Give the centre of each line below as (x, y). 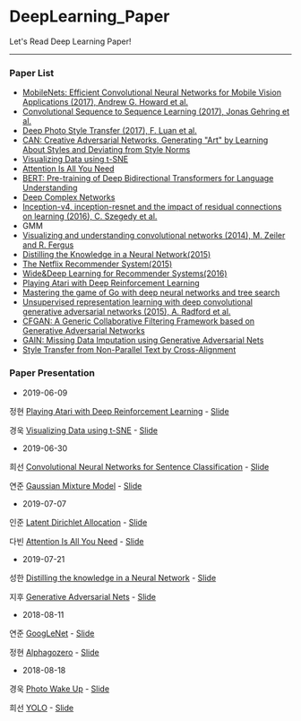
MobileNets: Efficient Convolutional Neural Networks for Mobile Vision (152, 92)
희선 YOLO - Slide (42, 708)
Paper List (32, 73)
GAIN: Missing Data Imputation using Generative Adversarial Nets (143, 340)
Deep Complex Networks (69, 197)
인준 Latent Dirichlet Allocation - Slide (78, 522)
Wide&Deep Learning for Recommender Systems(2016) (125, 274)
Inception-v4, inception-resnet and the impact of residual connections (152, 207)
